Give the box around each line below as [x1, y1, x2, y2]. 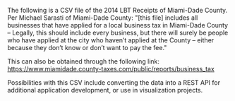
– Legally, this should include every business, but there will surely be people [7, 28, 229, 37]
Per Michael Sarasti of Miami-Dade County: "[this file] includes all [7, 13, 198, 22]
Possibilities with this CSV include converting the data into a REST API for [7, 78, 221, 87]
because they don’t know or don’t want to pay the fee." [7, 44, 167, 52]
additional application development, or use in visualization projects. [7, 86, 203, 94]
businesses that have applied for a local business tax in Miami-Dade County [7, 21, 228, 29]
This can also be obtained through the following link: [7, 57, 160, 66]
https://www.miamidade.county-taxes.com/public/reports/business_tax [7, 65, 215, 73]
